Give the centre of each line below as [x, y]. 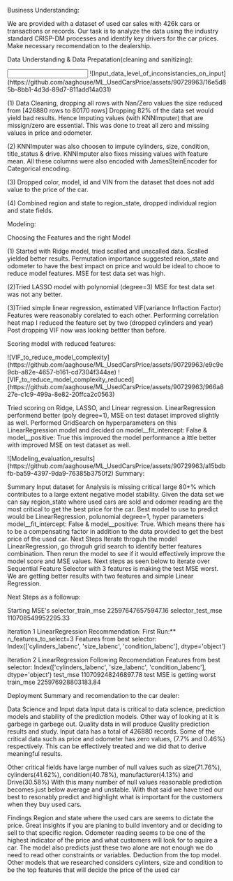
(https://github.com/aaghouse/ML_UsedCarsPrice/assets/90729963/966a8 [116, 387]
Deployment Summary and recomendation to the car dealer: [93, 696]
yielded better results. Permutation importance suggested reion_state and [113, 259]
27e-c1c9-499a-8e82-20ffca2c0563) [61, 394]
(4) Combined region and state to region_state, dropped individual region [112, 203]
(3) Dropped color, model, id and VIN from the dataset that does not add [111, 182]
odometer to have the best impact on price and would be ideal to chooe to [114, 266]
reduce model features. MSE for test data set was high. [87, 273]
